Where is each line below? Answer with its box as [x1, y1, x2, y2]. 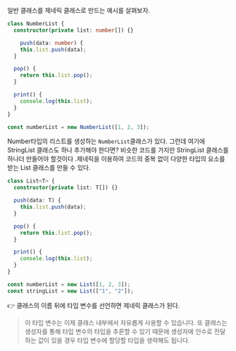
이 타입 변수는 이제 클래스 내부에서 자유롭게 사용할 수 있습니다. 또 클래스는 [24, 318, 228, 326]
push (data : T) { [13, 197, 61, 204]
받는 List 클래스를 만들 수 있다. [7, 164, 91, 172]
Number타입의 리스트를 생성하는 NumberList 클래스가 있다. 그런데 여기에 [7, 137, 206, 146]
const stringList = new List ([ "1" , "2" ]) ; [7, 288, 134, 295]
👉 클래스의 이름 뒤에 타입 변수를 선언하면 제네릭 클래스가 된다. [7, 301, 180, 309]
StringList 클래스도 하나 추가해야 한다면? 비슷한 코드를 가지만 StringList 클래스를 [7, 146, 229, 154]
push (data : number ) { [20, 39, 83, 47]
